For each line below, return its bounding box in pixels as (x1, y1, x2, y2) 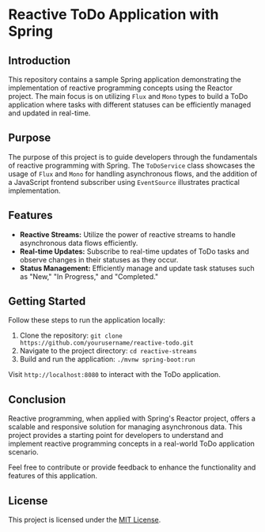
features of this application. (8, 471, 97, 481)
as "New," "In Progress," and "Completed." (19, 271, 159, 281)
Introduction (8, 54, 71, 67)
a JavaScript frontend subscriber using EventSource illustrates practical (8, 177, 240, 187)
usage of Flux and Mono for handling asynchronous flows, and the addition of (8, 168, 258, 179)
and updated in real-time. (8, 108, 91, 118)
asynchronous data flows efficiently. (19, 238, 138, 247)
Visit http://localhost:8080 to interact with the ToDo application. (8, 370, 221, 379)
